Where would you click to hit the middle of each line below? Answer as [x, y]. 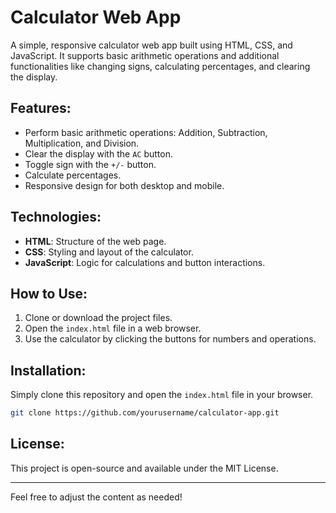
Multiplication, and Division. [82, 143]
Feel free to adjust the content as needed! [96, 497]
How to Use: [49, 293]
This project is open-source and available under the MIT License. [144, 468]
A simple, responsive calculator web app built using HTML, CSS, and [151, 45]
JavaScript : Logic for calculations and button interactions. [145, 262]
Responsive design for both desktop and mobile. [124, 185]
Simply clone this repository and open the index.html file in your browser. [162, 395]
